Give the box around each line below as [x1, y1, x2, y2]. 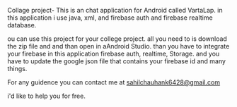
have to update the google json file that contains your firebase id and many [7, 57, 226, 65]
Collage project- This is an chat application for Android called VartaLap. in [7, 6, 223, 14]
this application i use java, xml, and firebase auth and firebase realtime [7, 13, 214, 22]
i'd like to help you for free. [7, 92, 86, 100]
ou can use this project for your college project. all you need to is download [7, 34, 228, 43]
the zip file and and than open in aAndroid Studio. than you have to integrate [7, 42, 230, 50]
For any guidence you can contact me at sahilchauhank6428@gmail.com [7, 78, 221, 87]
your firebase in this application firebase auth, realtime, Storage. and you [7, 49, 220, 58]
